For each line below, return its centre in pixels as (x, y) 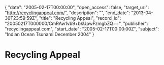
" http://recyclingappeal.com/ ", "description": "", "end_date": (68, 13)
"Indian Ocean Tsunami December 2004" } (50, 34)
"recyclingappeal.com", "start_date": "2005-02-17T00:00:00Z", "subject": (82, 29)
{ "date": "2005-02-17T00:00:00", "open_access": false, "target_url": (77, 7)
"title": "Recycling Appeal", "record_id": (80, 18)
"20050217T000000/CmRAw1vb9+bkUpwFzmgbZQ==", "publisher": (76, 23)
